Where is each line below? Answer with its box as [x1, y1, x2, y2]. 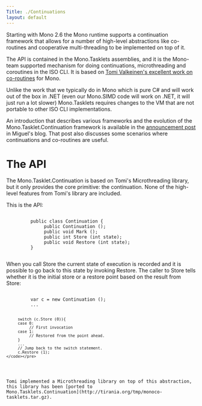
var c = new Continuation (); [30, 297, 106, 303]
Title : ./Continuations [6, 8, 66, 15]
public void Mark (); [44, 229, 98, 235]
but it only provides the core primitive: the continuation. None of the [6, 183, 174, 191]
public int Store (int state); [44, 234, 122, 241]
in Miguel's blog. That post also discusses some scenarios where [6, 130, 168, 137]
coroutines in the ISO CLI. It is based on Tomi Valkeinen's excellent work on [6, 68, 193, 75]
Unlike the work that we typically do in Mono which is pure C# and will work [6, 86, 194, 93]
